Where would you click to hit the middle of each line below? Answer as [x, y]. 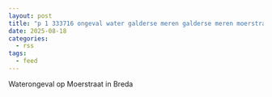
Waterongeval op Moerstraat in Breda [71, 84]
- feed [27, 61]
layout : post [30, 16]
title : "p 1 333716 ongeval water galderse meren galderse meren [121, 23]
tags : [17, 53]
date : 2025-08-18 [38, 31]
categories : [28, 38]
